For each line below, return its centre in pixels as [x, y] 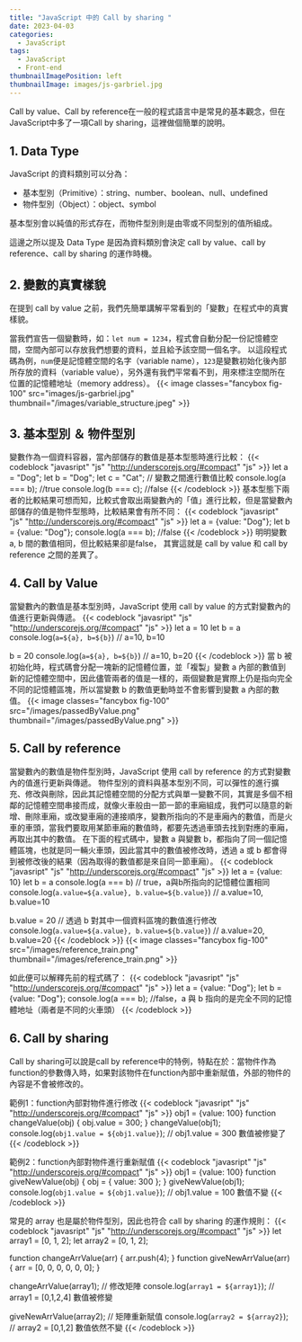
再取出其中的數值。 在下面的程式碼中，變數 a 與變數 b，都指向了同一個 [141, 839]
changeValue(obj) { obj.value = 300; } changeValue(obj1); [115, 1122]
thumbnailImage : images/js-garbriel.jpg [86, 84]
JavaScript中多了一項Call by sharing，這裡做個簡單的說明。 [120, 122]
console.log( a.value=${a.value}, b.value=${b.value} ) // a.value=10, [136, 892]
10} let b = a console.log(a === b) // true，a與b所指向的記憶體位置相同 [140, 882]
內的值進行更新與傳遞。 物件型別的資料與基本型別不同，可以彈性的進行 [140, 782]
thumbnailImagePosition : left [66, 76]
